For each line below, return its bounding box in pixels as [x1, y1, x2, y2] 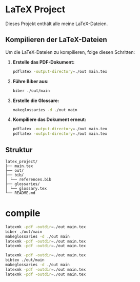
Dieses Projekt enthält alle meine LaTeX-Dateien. [5, 21, 108, 27]
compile [5, 208, 41, 219]
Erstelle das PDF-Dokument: [12, 59, 75, 65]
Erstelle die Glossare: [12, 97, 59, 104]
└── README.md [5, 190, 36, 195]
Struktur [5, 145, 33, 154]
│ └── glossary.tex [5, 186, 47, 191]
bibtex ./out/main [5, 257, 45, 263]
